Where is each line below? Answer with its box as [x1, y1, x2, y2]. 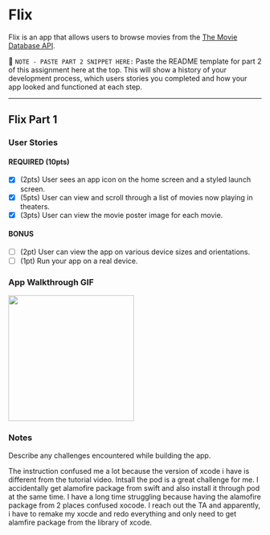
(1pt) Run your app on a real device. [19, 256, 138, 265]
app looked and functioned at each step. [8, 82, 143, 92]
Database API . [8, 40, 55, 50]
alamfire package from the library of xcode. [8, 517, 153, 527]
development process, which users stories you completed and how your [8, 73, 247, 83]
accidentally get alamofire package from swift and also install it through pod [8, 483, 260, 492]
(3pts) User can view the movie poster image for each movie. [19, 210, 223, 220]
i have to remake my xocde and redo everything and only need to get [8, 508, 237, 518]
